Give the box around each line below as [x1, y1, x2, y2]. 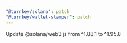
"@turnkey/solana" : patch [5, 8, 69, 15]
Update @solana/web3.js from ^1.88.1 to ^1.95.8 [5, 30, 122, 37]
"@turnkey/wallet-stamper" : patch [5, 14, 91, 20]
